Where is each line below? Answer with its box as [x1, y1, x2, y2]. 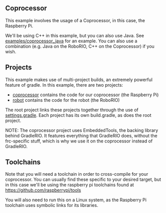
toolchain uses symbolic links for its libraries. [5, 202, 99, 208]
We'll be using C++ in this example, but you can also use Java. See [5, 32, 144, 38]
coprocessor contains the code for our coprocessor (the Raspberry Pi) [12, 92, 159, 98]
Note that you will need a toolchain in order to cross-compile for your [5, 171, 148, 177]
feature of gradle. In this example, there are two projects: [5, 82, 123, 88]
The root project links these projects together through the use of [5, 107, 139, 113]
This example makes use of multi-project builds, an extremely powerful [5, 77, 152, 83]
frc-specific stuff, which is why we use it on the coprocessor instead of [5, 138, 153, 144]
